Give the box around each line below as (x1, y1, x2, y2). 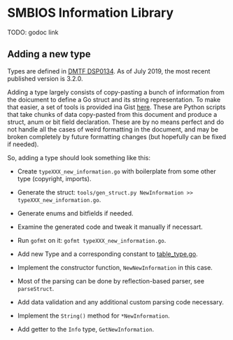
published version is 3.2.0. (7, 74, 83, 83)
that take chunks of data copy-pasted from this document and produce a (7, 110, 218, 118)
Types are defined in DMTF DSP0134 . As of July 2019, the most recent (7, 66, 211, 75)
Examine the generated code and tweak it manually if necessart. (17, 222, 203, 231)
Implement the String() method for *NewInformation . (17, 311, 170, 320)
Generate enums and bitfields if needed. (17, 208, 134, 218)
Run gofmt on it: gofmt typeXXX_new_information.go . (17, 236, 167, 244)
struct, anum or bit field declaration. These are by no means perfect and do (7, 118, 225, 126)
